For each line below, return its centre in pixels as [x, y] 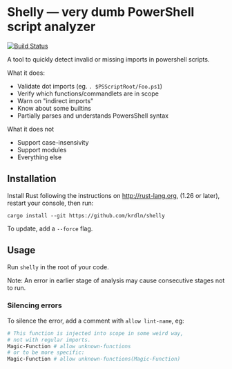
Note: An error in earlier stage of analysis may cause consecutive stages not [116, 280]
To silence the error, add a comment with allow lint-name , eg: [96, 321]
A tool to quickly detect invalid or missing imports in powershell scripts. [108, 59]
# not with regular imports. [49, 340]
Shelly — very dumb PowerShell [101, 12]
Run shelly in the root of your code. [58, 267]
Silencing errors [35, 305]
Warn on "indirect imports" [55, 100]
